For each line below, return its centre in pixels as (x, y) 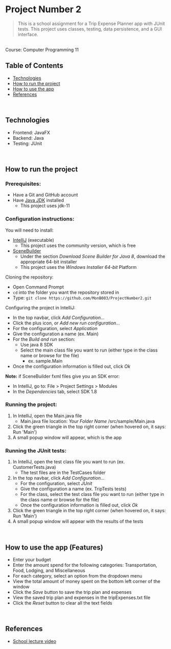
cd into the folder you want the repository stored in (66, 292)
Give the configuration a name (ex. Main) (56, 334)
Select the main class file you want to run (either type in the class (89, 350)
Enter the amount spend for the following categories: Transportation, (85, 565)
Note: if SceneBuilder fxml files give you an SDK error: (63, 376)
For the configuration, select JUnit (56, 484)
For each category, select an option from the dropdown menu (77, 576)
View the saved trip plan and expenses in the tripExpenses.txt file (81, 597)
